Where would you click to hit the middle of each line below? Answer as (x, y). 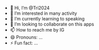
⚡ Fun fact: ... (24, 43)
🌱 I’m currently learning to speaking (47, 19)
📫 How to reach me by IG (37, 30)
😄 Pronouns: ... (26, 37)
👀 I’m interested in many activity (43, 13)
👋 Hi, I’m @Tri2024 (30, 8)
